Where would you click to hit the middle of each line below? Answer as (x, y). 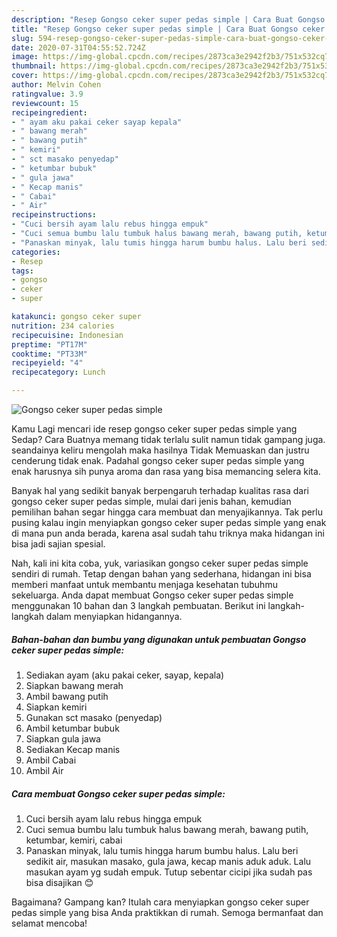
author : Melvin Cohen (56, 85)
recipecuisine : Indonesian (67, 335)
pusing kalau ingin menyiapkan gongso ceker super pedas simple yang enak (169, 522)
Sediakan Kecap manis (73, 749)
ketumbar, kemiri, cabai (74, 840)
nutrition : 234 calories (63, 326)
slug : (22, 38)
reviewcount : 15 (45, 103)
